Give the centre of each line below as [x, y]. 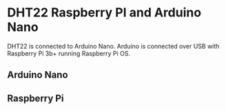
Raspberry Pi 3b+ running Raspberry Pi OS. [69, 53]
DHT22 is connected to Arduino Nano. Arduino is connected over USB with [113, 46]
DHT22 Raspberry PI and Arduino [104, 13]
